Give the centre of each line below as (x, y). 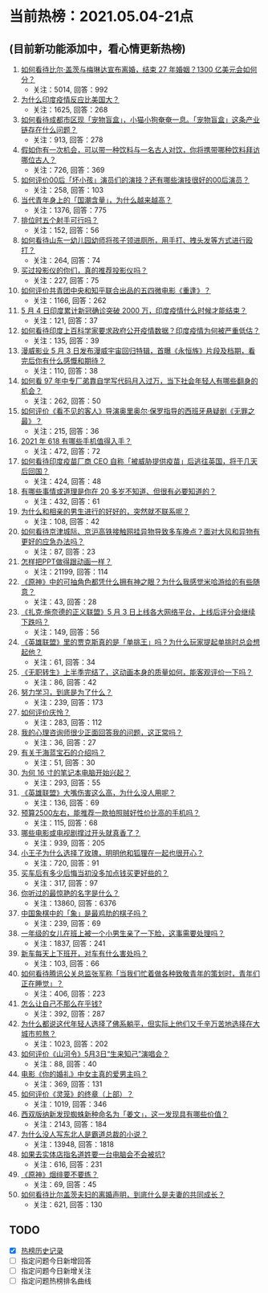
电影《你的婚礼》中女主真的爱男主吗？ (84, 1074)
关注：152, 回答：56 (66, 230)
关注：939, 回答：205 (69, 843)
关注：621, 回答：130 (67, 1205)
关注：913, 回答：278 (68, 140)
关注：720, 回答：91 (66, 863)
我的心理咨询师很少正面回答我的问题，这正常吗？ (102, 732)
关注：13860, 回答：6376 (75, 903)
